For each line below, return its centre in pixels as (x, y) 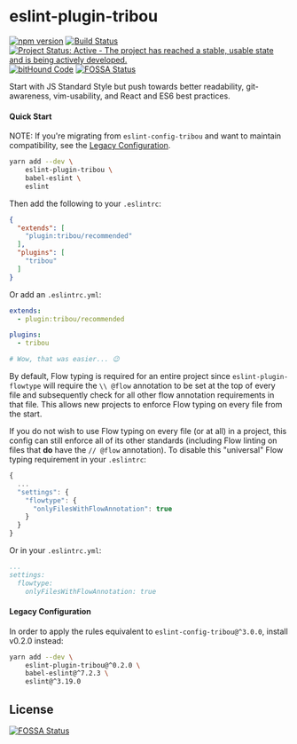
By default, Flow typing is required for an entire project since (120, 376)
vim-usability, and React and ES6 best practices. (141, 96)
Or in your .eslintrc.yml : (55, 550)
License (31, 709)
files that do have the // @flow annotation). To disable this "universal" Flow (146, 450)
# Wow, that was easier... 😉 (64, 360)
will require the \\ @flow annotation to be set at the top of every (160, 386)
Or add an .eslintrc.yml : (55, 294)
